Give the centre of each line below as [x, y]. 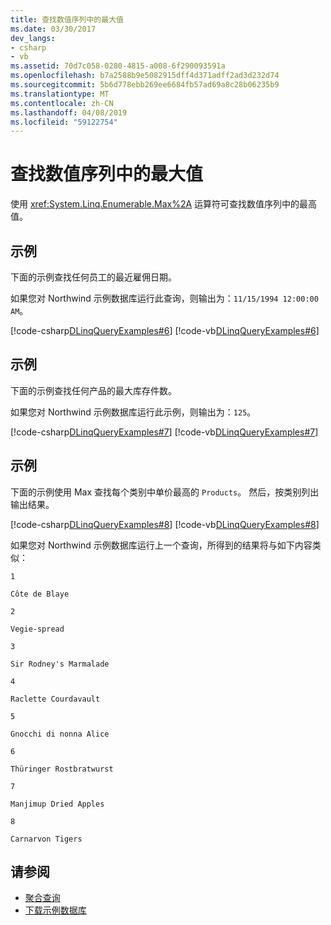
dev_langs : [33, 38]
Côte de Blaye [40, 594]
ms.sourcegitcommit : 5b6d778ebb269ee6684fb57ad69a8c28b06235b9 [145, 85]
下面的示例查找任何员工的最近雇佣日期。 [93, 277]
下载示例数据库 [55, 910]
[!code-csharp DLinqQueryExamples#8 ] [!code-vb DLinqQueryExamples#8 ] [165, 524]
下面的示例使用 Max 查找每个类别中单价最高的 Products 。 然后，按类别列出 [165, 492]
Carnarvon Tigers [46, 839]
